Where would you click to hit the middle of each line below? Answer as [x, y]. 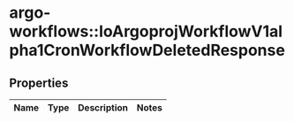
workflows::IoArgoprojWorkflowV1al [146, 31]
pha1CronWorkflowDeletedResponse [147, 50]
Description [103, 107]
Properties [39, 83]
